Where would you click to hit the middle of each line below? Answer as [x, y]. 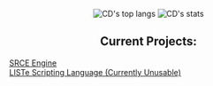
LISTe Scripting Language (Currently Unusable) [95, 72]
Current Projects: [148, 41]
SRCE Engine [33, 63]
